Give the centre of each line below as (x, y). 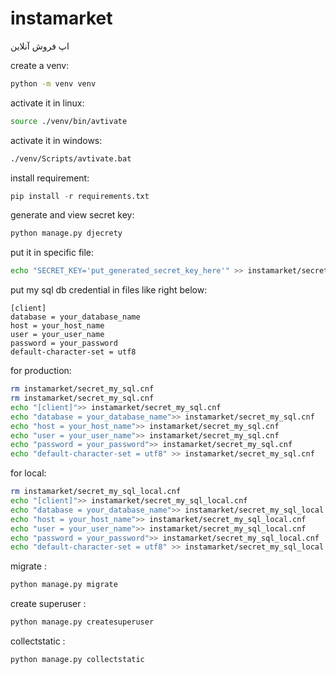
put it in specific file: (52, 253)
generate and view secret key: (72, 215)
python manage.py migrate (64, 585)
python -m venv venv (53, 83)
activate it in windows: (56, 140)
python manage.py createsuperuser (82, 622)
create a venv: (40, 65)
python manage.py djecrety (66, 233)
